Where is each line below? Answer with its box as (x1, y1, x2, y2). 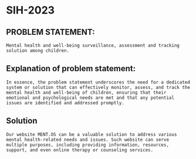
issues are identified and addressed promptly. (6, 100, 125, 106)
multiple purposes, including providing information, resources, (6, 142, 169, 148)
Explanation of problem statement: (6, 64, 136, 74)
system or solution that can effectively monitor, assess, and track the (6, 84, 191, 90)
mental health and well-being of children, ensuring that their (6, 90, 167, 95)
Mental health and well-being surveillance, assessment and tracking (6, 42, 180, 48)
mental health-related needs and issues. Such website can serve (6, 137, 169, 143)
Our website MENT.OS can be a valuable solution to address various (6, 131, 177, 137)
